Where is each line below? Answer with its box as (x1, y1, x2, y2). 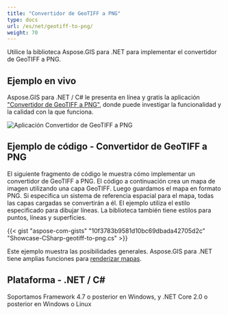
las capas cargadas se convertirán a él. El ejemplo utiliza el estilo (7, 199, 190, 207)
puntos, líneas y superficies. (7, 213, 87, 221)
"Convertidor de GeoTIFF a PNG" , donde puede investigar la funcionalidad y (7, 101, 221, 109)
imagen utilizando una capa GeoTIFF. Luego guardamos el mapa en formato (7, 184, 221, 192)
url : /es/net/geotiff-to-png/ (7, 23, 94, 29)
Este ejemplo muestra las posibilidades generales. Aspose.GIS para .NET (7, 247, 212, 255)
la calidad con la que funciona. (7, 108, 94, 116)
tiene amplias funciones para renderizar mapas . (7, 254, 142, 262)
